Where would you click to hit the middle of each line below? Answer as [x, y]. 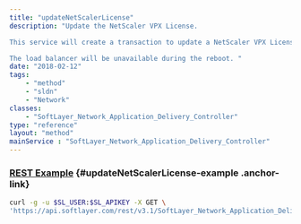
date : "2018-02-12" [46, 67]
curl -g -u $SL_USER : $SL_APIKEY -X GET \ [88, 202]
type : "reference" [43, 125]
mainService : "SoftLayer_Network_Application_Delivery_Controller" [140, 142]
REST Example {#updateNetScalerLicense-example [124, 173]
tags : [19, 75]
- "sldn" [42, 91]
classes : [26, 108]
